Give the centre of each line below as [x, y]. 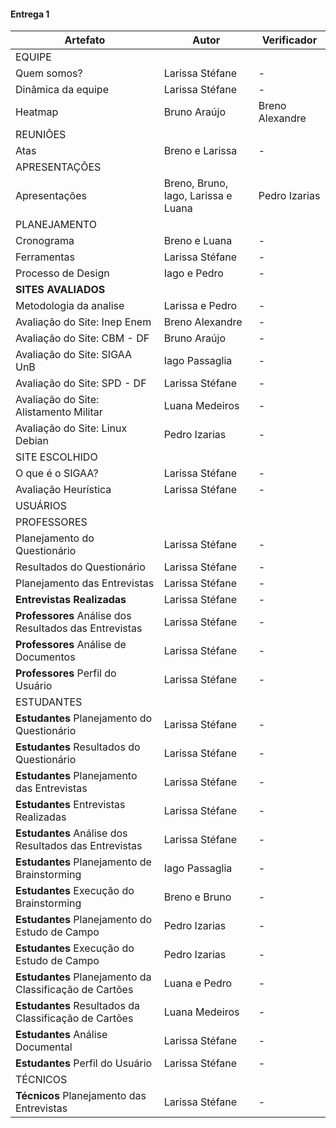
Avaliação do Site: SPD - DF [81, 383]
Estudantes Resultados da [77, 1006]
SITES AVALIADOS [60, 290]
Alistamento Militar [59, 412]
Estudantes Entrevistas [70, 805]
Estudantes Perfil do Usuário [84, 1063]
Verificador [289, 40]
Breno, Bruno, [196, 183]
